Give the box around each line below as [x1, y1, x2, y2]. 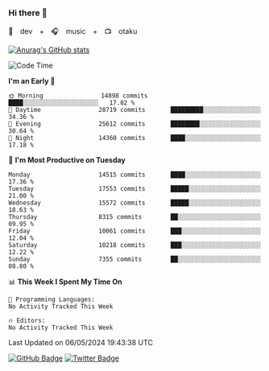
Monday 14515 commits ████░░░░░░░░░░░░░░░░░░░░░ [8, 171, 262, 179]
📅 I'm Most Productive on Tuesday [8, 155, 126, 165]
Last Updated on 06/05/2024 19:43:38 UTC [8, 338, 153, 348]
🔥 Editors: [8, 317, 46, 325]
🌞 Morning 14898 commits [8, 92, 148, 100]
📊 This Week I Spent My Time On [8, 277, 122, 286]
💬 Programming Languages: [8, 295, 95, 304]
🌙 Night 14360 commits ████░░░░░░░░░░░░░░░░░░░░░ [8, 134, 262, 142]
